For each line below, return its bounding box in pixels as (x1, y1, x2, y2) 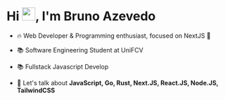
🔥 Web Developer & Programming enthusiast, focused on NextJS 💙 (16, 31, 212, 40)
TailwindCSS (16, 86, 56, 94)
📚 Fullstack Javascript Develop (16, 62, 109, 71)
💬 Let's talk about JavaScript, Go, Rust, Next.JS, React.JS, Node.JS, (16, 78, 219, 87)
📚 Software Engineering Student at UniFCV (16, 45, 143, 54)
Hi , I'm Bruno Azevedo (6, 8, 156, 24)
